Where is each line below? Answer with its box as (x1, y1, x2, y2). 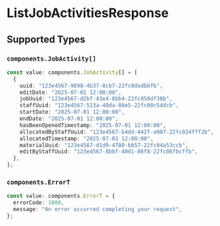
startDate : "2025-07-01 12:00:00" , (19, 109, 125, 116)
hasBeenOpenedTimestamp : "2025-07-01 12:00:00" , (19, 122, 167, 129)
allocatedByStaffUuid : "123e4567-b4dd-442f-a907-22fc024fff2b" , (19, 128, 214, 136)
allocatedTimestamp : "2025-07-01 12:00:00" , (19, 135, 154, 142)
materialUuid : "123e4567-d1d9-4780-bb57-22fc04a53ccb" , (19, 141, 189, 149)
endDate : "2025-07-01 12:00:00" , (19, 115, 119, 122)
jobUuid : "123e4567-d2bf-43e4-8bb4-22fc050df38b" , (19, 95, 173, 102)
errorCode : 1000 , (13, 199, 65, 207)
